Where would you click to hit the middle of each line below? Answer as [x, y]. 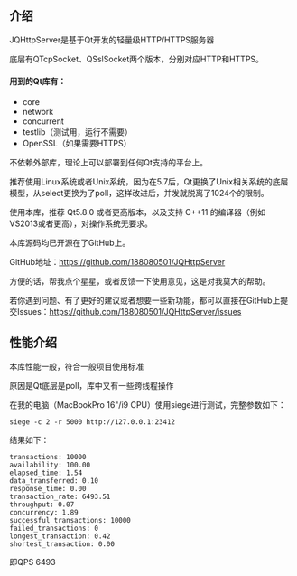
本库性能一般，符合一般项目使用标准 [77, 366]
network [38, 112]
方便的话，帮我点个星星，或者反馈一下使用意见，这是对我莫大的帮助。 [140, 281]
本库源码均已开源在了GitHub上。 [70, 243]
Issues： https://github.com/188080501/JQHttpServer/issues [129, 312]
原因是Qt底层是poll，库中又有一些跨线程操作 [92, 385]
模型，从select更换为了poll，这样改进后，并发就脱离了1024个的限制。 [139, 194]
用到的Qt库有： [38, 81]
